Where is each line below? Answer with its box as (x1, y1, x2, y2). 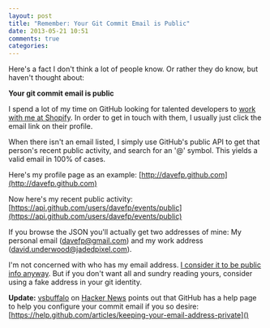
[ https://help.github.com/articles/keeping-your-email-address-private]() (8, 310, 249, 320)
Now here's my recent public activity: (8, 194, 134, 204)
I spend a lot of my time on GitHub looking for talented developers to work (8, 104, 256, 114)
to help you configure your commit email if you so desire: (8, 301, 199, 312)
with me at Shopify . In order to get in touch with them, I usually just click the (8, 113, 262, 122)
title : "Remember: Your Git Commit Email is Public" (8, 19, 191, 28)
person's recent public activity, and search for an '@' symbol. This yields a (8, 146, 258, 155)
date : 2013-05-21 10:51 (8, 27, 89, 35)
